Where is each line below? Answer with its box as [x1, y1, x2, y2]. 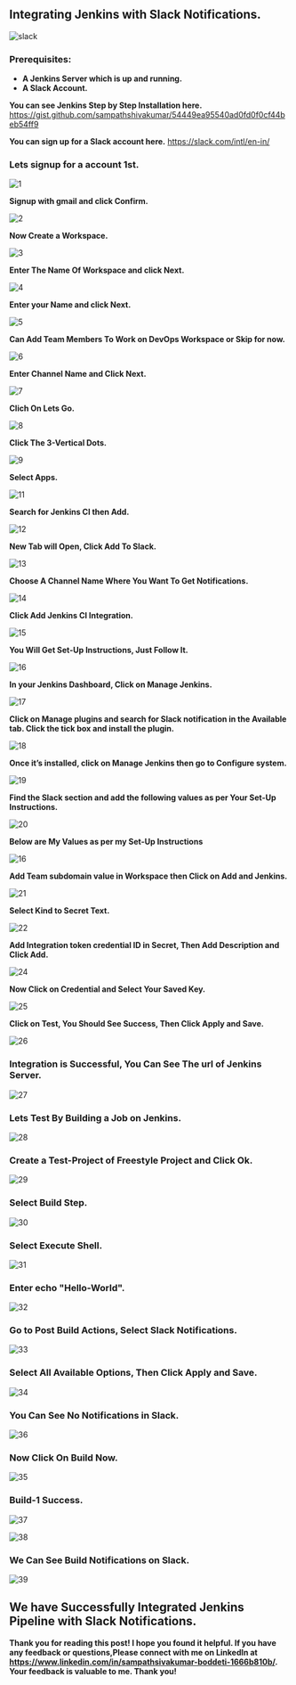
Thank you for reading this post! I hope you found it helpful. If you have [9, 1637, 277, 1648]
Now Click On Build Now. [9, 1452, 118, 1464]
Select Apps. [9, 472, 58, 483]
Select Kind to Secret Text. [9, 905, 110, 916]
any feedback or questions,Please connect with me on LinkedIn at [9, 1647, 258, 1657]
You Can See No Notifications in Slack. [9, 1409, 180, 1421]
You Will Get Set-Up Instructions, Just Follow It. [9, 645, 188, 656]
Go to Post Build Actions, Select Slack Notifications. [9, 1324, 237, 1337]
